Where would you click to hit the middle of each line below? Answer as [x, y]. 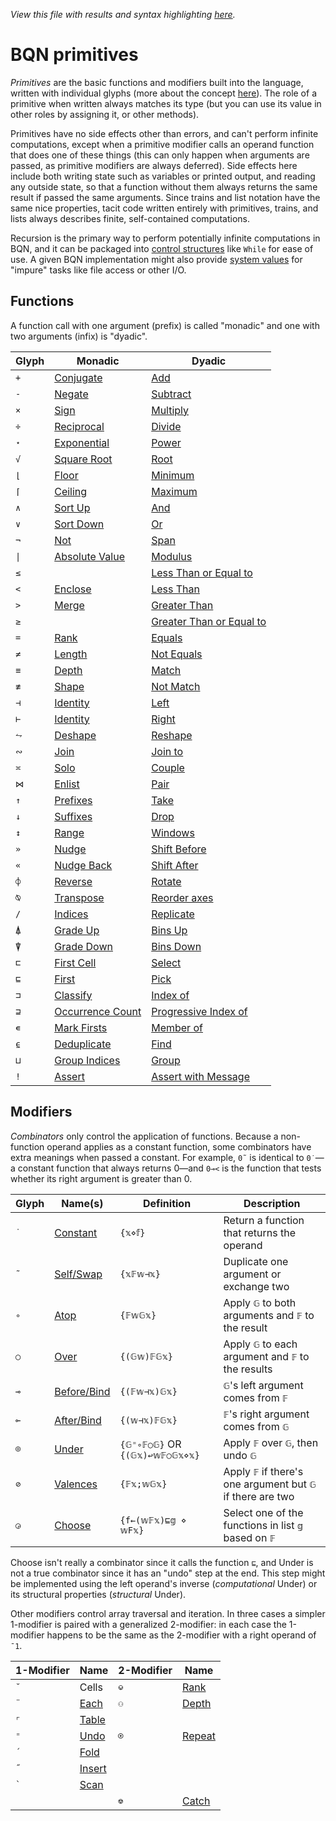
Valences [76, 1484]
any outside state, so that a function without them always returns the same [164, 186]
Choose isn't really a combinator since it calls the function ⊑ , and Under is [162, 1562]
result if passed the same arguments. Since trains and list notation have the [165, 197]
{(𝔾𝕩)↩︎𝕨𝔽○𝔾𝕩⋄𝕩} [159, 1455]
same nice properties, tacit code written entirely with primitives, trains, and [164, 208]
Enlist [67, 784]
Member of [177, 1027]
